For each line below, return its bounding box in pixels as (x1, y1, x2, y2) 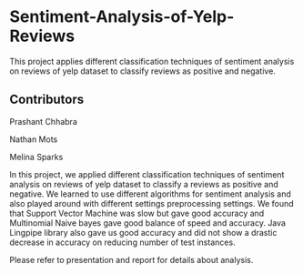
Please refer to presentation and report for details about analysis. (9, 254, 254, 265)
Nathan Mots (9, 134, 58, 145)
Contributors (9, 92, 85, 107)
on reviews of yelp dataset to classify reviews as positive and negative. (9, 66, 276, 76)
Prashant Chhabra (9, 116, 77, 127)
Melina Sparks (9, 151, 64, 162)
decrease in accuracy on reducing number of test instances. (9, 237, 236, 248)
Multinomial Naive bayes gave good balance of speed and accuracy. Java (9, 217, 287, 228)
